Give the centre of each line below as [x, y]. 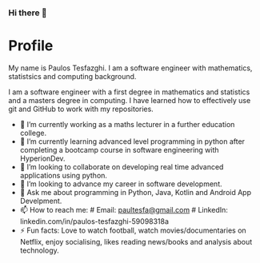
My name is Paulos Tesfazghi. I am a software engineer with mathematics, [130, 68]
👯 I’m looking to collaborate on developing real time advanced [122, 166]
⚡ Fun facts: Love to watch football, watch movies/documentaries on [133, 230]
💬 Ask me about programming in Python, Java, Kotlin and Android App [136, 192]
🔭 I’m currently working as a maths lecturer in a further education [127, 124]
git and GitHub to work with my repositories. [81, 109]
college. [33, 133]
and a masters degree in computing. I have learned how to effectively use [130, 100]
